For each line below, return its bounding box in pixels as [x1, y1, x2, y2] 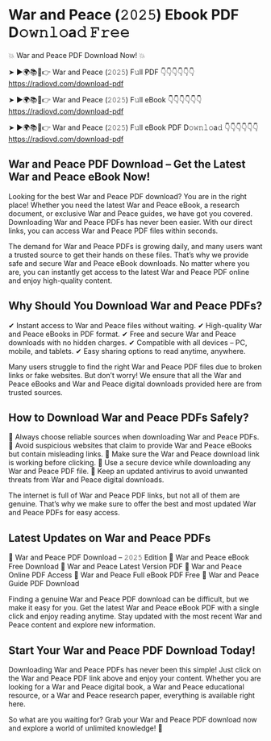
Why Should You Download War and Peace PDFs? [8, 299, 263, 313]
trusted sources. [8, 387, 63, 397]
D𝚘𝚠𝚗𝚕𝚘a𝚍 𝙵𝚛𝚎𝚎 [8, 23, 131, 42]
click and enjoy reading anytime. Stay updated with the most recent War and [8, 611, 262, 622]
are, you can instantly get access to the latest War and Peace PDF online [8, 267, 250, 277]
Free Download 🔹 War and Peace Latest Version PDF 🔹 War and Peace [8, 562, 242, 572]
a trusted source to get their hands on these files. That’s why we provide [8, 250, 249, 260]
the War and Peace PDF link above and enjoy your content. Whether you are [8, 673, 261, 683]
